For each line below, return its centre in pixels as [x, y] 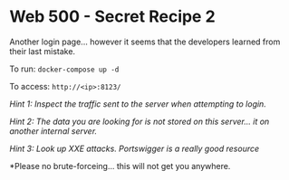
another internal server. [53, 131]
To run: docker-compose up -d [64, 69]
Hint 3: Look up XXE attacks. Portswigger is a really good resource [135, 148]
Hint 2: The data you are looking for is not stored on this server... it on [140, 121]
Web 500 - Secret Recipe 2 [112, 17]
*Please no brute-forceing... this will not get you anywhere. [120, 166]
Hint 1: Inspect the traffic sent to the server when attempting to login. [138, 104]
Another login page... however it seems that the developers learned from [145, 42]
